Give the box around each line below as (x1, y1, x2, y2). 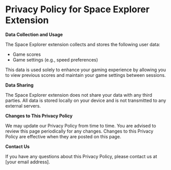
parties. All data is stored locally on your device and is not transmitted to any (5, 97, 166, 103)
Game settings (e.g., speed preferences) (12, 56, 99, 62)
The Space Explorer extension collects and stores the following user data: (5, 41, 161, 47)
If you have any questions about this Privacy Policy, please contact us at (5, 153, 157, 159)
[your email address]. (5, 159, 50, 165)
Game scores (12, 51, 41, 57)
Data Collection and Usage (5, 31, 63, 37)
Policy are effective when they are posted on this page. (5, 133, 121, 139)
